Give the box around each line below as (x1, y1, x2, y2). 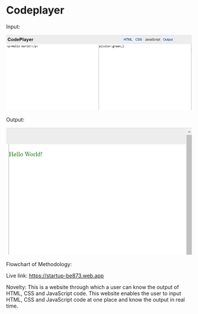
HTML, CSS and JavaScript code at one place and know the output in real (6, 296, 185, 303)
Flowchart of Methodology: (6, 260, 72, 267)
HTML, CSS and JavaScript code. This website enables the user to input (6, 290, 181, 297)
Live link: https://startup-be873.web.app (6, 272, 104, 279)
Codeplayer (6, 4, 65, 17)
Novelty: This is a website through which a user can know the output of (6, 283, 179, 290)
